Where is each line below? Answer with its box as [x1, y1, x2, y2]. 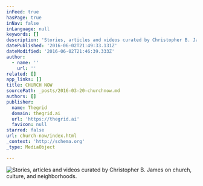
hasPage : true [6, 15, 42, 21]
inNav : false [6, 20, 39, 26]
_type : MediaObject [6, 144, 56, 150]
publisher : [6, 99, 34, 105]
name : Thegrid [11, 104, 47, 111]
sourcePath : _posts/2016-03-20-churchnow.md [6, 88, 120, 94]
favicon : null [11, 122, 47, 128]
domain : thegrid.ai [11, 110, 61, 116]
